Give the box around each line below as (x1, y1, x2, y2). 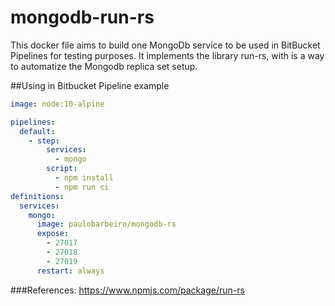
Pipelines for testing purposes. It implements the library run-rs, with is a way (10, 49, 325, 61)
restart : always (36, 266, 105, 276)
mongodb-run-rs (10, 6, 155, 29)
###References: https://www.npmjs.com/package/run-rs (10, 284, 245, 296)
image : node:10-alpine (10, 99, 105, 109)
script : (46, 164, 78, 174)
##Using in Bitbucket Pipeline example (10, 79, 170, 91)
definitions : (10, 191, 65, 201)
